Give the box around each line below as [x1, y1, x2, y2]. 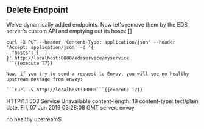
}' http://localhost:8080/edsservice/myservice [6, 55, 130, 61]
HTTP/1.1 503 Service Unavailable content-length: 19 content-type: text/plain [6, 97, 199, 105]
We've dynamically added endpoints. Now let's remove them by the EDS [6, 21, 188, 28]
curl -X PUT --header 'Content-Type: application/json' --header [6, 39, 175, 45]
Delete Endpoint [6, 5, 69, 15]
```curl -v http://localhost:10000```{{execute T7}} [6, 87, 143, 93]
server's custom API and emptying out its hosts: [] [6, 27, 132, 35]
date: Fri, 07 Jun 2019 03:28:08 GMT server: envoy [6, 104, 135, 111]
